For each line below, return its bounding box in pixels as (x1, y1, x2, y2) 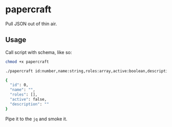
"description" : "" (10, 101, 50, 106)
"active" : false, (10, 97, 47, 102)
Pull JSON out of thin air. (5, 21, 57, 27)
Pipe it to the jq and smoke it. (5, 116, 68, 122)
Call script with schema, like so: (5, 49, 72, 55)
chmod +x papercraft (5, 59, 50, 64)
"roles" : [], (10, 92, 38, 97)
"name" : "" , (10, 87, 36, 93)
